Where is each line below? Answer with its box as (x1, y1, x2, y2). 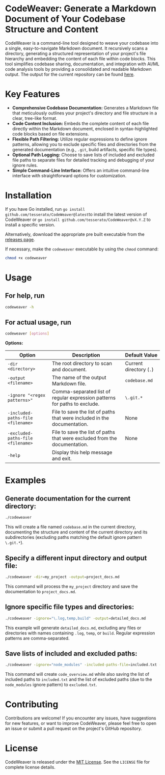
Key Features (5, 89, 60, 100)
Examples (5, 475, 46, 486)
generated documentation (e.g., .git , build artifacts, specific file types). (12, 146, 158, 152)
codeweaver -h (5, 304, 34, 309)
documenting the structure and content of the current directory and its (5, 529, 148, 535)
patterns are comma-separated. (5, 635, 70, 641)
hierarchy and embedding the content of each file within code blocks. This (5, 55, 156, 61)
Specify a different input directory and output (5, 554, 147, 562)
